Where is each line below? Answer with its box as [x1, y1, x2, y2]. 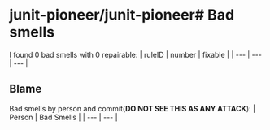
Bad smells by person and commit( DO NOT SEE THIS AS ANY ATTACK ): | [9, 103, 255, 113]
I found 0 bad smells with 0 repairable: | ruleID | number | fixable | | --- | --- [9, 50, 263, 59]
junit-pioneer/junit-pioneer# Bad [9, 6, 235, 24]
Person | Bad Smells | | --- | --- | [9, 112, 118, 122]
